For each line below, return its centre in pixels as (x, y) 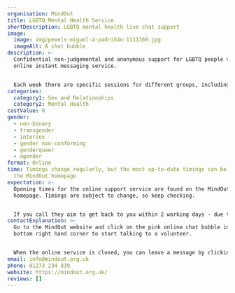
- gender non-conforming (50, 143)
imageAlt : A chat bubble (50, 46)
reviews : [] (24, 279)
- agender (28, 156)
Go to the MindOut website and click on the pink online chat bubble (117, 227)
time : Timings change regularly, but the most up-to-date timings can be (117, 170)
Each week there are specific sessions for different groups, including (122, 85)
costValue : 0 (26, 111)
